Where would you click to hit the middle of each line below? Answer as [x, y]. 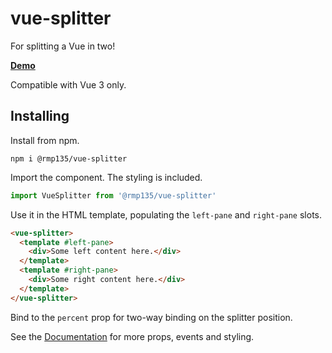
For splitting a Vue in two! [63, 46]
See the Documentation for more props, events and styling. [132, 336]
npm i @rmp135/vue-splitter [69, 158]
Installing [40, 116]
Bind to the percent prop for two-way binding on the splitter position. [151, 317]
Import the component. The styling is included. [106, 177]
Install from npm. [45, 140]
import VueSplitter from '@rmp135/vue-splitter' [113, 195]
